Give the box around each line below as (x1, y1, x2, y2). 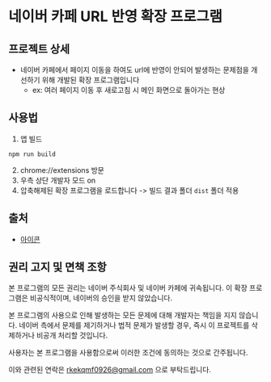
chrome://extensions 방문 (19, 165, 105, 174)
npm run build (8, 150, 57, 158)
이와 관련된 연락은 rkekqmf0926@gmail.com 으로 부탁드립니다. (8, 365, 212, 375)
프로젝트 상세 (8, 42, 70, 56)
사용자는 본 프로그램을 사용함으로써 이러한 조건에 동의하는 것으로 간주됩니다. (8, 348, 248, 358)
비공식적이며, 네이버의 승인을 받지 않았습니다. (29, 293, 172, 303)
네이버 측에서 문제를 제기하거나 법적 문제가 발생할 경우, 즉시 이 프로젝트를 (19, 321, 250, 330)
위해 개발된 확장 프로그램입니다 (41, 75, 140, 85)
